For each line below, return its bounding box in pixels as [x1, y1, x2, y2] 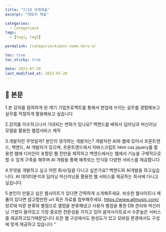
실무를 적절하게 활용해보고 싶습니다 [5, 111, 73, 117]
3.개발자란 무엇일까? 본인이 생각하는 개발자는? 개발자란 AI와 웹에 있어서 [5, 138, 144, 144]
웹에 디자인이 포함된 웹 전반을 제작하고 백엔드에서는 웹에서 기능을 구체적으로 [14, 151, 162, 156]
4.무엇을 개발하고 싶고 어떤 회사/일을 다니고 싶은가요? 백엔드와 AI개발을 [5, 167, 143, 173]
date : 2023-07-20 [5, 66, 41, 71]
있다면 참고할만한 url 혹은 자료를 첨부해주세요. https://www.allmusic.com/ [14, 197, 159, 203]
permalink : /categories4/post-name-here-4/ [5, 44, 97, 49]
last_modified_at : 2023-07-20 [5, 71, 68, 76]
